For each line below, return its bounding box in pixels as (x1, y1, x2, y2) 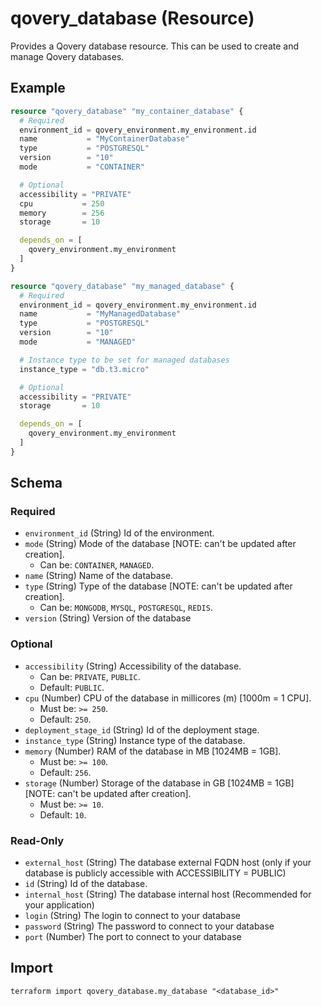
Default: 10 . (39, 808, 87, 821)
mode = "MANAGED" (19, 337, 137, 347)
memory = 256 (19, 208, 105, 218)
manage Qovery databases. (10, 50, 125, 62)
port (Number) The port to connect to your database (24, 931, 242, 943)
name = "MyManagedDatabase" (19, 309, 182, 319)
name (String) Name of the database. (24, 570, 174, 582)
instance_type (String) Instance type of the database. (24, 734, 246, 746)
